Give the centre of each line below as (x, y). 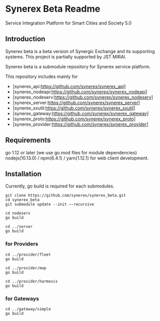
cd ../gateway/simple (28, 309)
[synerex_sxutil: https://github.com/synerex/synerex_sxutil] (74, 108)
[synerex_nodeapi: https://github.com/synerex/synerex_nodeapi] (80, 92)
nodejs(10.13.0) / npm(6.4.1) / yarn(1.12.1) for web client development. (77, 158)
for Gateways (22, 299)
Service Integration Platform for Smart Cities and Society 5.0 (69, 23)
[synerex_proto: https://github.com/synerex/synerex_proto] (74, 119)
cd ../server (19, 227)
